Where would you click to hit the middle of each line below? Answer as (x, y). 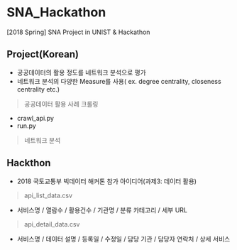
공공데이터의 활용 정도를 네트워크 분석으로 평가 (81, 72)
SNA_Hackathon (56, 12)
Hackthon (29, 163)
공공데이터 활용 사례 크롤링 (61, 104)
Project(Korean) (43, 54)
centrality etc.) (38, 89)
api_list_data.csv (48, 195)
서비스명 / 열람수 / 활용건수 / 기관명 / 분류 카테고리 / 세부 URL (102, 210)
